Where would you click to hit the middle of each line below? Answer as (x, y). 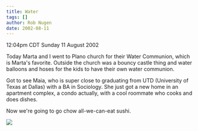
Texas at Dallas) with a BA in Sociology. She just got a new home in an (92, 87)
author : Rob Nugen (29, 23)
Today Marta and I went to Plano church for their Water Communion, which (98, 56)
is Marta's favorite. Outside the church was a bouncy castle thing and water (99, 63)
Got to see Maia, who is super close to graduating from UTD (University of (98, 81)
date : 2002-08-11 (28, 28)
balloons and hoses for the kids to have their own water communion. (90, 69)
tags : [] (17, 17)
